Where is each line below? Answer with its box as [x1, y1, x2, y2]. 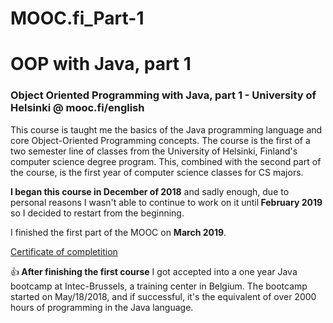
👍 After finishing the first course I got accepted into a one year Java [10, 265, 298, 277]
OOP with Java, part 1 [10, 53, 192, 76]
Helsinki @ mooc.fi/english [10, 101, 145, 115]
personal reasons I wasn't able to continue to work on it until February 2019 [10, 196, 323, 208]
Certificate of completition [10, 245, 118, 257]
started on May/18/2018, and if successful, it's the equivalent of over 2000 [10, 290, 317, 302]
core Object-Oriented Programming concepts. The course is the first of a [10, 134, 311, 146]
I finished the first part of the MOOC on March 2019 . [10, 226, 227, 238]
